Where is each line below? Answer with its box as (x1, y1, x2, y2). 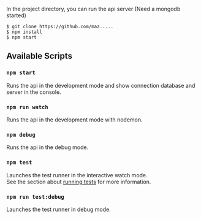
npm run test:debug (6, 193, 64, 200)
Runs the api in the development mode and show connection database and (6, 82, 195, 89)
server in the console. (6, 88, 61, 96)
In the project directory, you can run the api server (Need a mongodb (6, 6, 181, 12)
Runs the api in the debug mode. (6, 144, 89, 151)
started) (6, 12, 26, 19)
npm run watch (6, 104, 48, 110)
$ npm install (6, 29, 43, 35)
